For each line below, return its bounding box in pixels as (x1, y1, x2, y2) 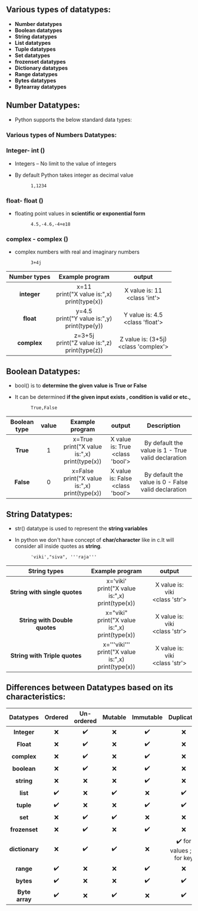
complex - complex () (6, 235, 69, 243)
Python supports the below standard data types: (14, 116, 133, 123)
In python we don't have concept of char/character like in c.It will (14, 536, 174, 544)
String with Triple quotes (10, 652, 82, 660)
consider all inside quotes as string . (14, 543, 102, 550)
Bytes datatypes (14, 77, 57, 84)
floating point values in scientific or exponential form (14, 210, 146, 217)
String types (28, 567, 64, 575)
